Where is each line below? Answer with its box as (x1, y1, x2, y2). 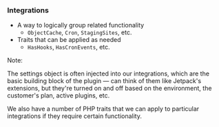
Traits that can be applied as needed (17, 36, 121, 44)
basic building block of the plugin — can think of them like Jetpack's (7, 77, 202, 85)
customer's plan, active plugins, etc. (7, 91, 110, 100)
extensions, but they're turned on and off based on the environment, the (7, 84, 212, 93)
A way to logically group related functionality (17, 21, 145, 30)
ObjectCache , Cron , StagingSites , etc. (27, 28, 132, 36)
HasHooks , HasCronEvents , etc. (27, 43, 110, 51)
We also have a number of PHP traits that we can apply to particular (7, 105, 200, 113)
